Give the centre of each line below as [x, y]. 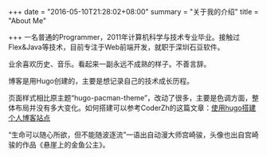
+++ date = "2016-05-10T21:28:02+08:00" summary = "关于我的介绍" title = [133, 12]
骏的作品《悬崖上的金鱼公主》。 [59, 145]
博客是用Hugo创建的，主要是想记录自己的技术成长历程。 [101, 81]
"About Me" [27, 21]
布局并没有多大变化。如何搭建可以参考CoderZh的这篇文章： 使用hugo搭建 [135, 108]
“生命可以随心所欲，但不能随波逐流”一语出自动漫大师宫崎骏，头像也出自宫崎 [133, 135]
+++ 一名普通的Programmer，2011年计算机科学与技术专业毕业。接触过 [124, 37]
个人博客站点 [29, 118]
